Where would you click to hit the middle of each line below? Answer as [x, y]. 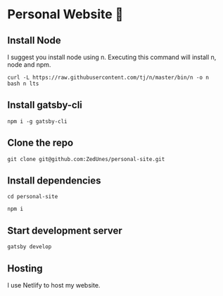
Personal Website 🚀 [65, 14]
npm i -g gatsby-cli [38, 121]
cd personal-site [33, 197]
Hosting [25, 268]
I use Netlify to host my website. [54, 285]
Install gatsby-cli [45, 105]
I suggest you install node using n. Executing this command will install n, [112, 57]
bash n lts [23, 84]
